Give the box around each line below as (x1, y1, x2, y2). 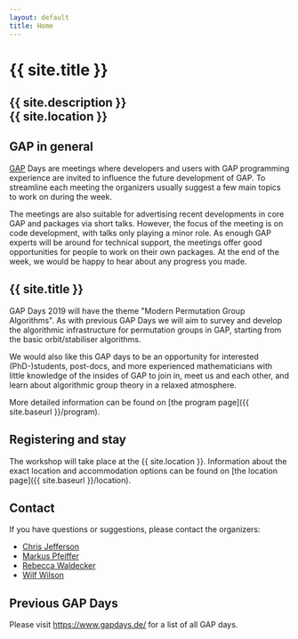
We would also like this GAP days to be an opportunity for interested (9, 351, 260, 362)
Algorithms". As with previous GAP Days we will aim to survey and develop (9, 315, 283, 325)
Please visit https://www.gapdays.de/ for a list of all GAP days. (9, 619, 238, 630)
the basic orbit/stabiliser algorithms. (9, 333, 141, 344)
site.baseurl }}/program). (9, 406, 101, 417)
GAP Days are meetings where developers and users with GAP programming (9, 162, 290, 174)
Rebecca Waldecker (21, 561, 96, 571)
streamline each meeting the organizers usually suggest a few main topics (9, 182, 282, 193)
